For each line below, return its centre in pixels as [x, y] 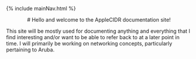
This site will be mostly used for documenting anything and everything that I [98, 31]
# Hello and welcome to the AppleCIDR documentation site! [99, 20]
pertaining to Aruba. [30, 50]
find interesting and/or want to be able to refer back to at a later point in [93, 37]
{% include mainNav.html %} [41, 8]
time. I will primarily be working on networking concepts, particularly [89, 44]
